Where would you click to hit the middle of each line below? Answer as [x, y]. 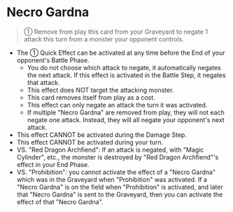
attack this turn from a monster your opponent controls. [104, 39]
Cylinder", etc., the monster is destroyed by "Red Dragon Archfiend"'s [118, 157]
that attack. [43, 82]
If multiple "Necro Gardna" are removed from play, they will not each [126, 112]
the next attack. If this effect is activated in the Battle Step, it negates [126, 75]
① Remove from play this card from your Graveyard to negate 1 [115, 32]
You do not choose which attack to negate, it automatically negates [124, 67]
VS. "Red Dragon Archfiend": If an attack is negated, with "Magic [110, 150]
